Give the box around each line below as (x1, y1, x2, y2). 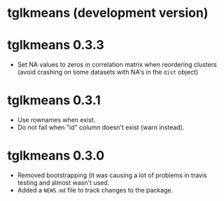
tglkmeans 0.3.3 (7, 37, 105, 53)
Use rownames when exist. (17, 116, 96, 124)
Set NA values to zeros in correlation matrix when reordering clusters (17, 60, 217, 69)
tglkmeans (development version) (7, 5, 209, 21)
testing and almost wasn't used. (17, 179, 110, 187)
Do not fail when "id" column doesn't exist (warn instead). (17, 123, 185, 131)
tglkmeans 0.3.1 (7, 93, 101, 108)
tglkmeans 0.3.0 (7, 148, 105, 164)
